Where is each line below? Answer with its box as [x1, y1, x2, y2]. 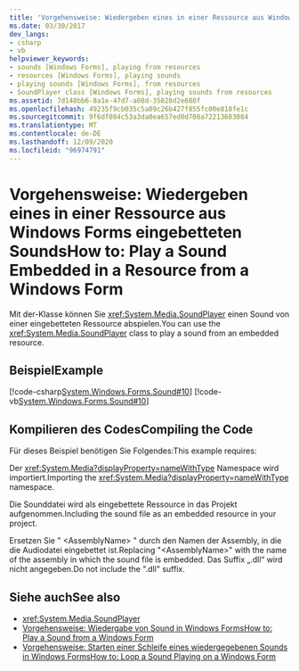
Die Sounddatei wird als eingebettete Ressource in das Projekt [9, 499, 238, 509]
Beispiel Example [9, 362, 104, 377]
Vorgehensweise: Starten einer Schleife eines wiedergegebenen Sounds [21, 642, 288, 652]
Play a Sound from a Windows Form [21, 633, 154, 642]
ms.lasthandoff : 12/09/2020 [9, 137, 114, 146]
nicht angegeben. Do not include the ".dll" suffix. [9, 564, 185, 575]
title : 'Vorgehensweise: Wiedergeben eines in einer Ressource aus [9, 12, 265, 22]
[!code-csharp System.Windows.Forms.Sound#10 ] [9, 386, 193, 397]
